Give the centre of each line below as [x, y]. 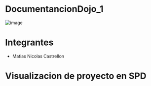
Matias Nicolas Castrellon [38, 56]
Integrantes [29, 43]
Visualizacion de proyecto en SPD [76, 76]
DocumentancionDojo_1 [54, 9]
